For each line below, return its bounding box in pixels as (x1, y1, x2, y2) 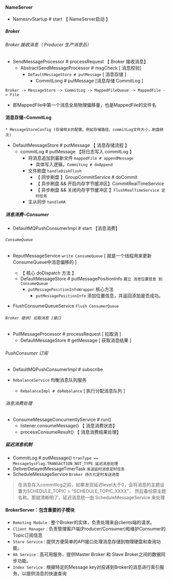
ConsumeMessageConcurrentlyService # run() (12, 416, 111, 423)
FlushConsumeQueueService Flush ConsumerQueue (12, 303, 119, 309)
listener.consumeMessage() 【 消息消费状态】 (20, 422, 117, 429)
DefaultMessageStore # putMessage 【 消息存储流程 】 (12, 142, 130, 148)
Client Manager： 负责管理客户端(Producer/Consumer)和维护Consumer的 (12, 525, 166, 531)
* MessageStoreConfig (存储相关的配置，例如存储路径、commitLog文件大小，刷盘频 (5, 127, 164, 132)
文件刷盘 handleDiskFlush (28, 168, 82, 174)
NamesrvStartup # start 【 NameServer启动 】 (12, 16, 111, 22)
